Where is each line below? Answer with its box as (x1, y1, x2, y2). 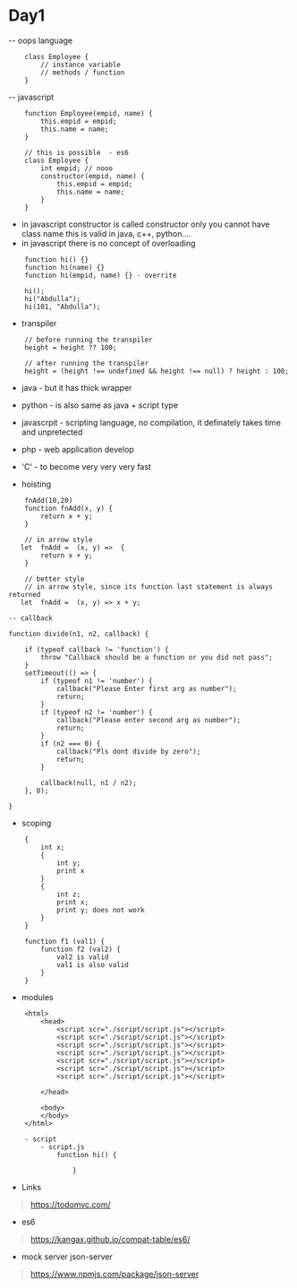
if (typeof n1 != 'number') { (40, 676, 153, 686)
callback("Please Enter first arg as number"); (55, 684, 238, 693)
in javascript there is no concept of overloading (21, 238, 196, 248)
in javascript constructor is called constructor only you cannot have (21, 219, 270, 229)
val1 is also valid (55, 960, 129, 969)
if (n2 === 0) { (40, 739, 101, 748)
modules (21, 991, 55, 1002)
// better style (24, 575, 86, 583)
